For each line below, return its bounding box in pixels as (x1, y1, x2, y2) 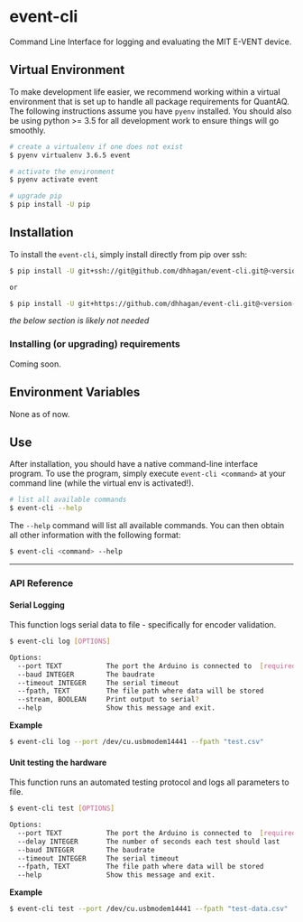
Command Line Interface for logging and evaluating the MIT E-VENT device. (9, 36, 292, 47)
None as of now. (9, 408, 70, 419)
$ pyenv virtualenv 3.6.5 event (9, 151, 131, 160)
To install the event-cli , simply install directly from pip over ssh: (9, 248, 248, 259)
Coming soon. (9, 359, 61, 369)
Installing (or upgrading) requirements (9, 338, 180, 350)
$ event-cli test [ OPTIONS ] (9, 804, 115, 814)
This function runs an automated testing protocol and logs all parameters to (9, 777, 290, 787)
